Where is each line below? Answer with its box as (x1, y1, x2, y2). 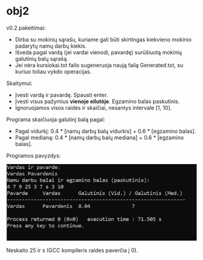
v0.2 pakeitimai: (6, 24, 46, 31)
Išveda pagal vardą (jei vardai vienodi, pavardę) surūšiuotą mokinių (14, 48, 182, 55)
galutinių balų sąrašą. (14, 55, 68, 62)
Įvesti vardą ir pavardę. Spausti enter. (14, 91, 108, 98)
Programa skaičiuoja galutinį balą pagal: (6, 116, 106, 123)
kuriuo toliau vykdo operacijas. (14, 68, 92, 75)
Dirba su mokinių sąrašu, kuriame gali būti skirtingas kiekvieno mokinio (14, 36, 192, 43)
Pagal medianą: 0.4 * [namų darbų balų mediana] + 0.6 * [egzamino (14, 134, 184, 141)
